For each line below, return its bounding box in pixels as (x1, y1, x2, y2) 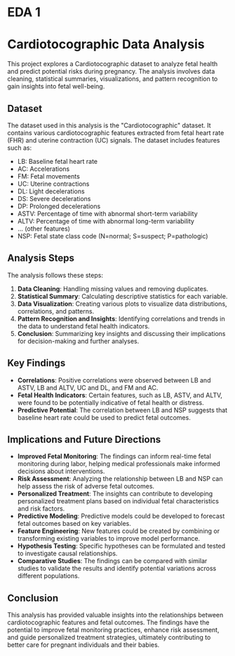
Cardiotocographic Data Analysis (7, 37, 205, 53)
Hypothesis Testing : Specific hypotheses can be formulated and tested (17, 542, 226, 551)
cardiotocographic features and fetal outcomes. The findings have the (7, 618, 210, 626)
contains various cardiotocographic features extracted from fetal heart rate (7, 128, 224, 137)
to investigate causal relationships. (17, 549, 118, 558)
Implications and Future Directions (7, 433, 161, 445)
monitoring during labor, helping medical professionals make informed (17, 460, 221, 468)
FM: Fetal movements (17, 172, 81, 180)
